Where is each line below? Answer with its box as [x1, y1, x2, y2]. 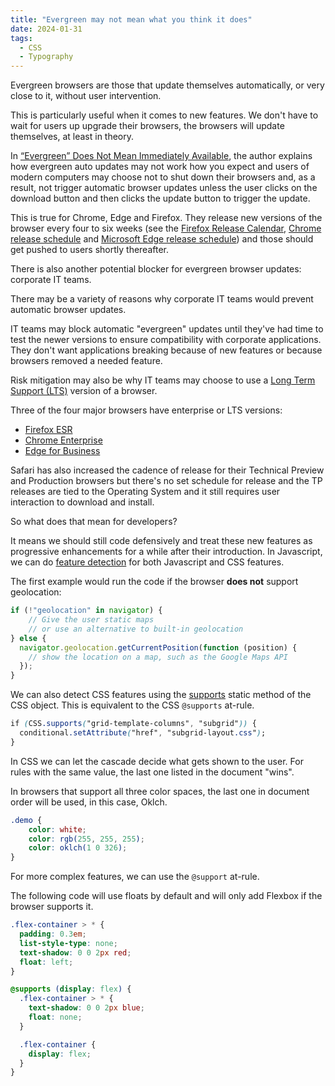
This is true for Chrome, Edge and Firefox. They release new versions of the [10, 212, 323, 224]
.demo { [10, 815, 43, 825]
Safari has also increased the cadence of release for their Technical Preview [10, 464, 325, 476]
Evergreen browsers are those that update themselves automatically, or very [10, 79, 325, 91]
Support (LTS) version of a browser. [10, 385, 158, 397]
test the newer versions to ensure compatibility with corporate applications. [10, 334, 322, 346]
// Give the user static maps [28, 615, 155, 625]
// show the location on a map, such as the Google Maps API [28, 652, 288, 662]
